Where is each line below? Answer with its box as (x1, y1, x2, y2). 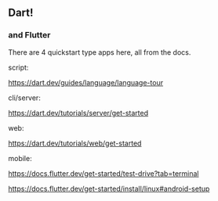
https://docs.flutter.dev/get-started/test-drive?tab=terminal (8, 168, 199, 178)
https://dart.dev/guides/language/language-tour (8, 77, 163, 87)
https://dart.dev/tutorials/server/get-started (8, 108, 149, 117)
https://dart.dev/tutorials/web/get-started (8, 138, 142, 148)
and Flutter (8, 30, 51, 41)
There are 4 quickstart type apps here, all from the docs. (8, 47, 191, 57)
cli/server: (8, 93, 41, 102)
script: (8, 63, 29, 72)
